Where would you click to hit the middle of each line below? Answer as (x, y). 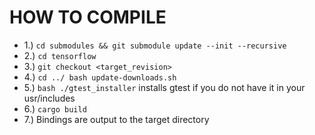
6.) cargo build (55, 108)
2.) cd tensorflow (60, 55)
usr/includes (49, 98)
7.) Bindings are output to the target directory (116, 119)
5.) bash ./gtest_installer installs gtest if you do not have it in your (164, 87)
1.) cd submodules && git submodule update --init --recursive (155, 45)
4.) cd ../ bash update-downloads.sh (100, 77)
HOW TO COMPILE (88, 17)
